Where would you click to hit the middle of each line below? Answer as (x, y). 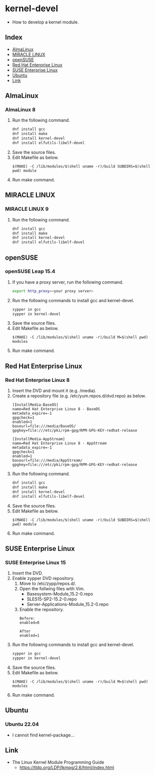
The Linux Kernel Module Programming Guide (58, 762)
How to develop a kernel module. (45, 22)
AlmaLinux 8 (20, 110)
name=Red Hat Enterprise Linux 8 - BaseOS (56, 409)
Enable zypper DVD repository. (43, 578)
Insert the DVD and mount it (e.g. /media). (54, 391)
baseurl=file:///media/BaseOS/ (44, 426)
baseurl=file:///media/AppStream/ (47, 461)
